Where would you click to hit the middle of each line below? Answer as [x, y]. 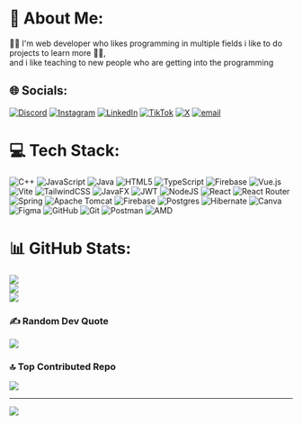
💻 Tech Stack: [65, 150]
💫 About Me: [57, 18]
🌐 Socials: [39, 90]
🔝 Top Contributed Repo [63, 366]
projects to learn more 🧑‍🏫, [58, 52]
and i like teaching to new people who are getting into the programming [142, 62]
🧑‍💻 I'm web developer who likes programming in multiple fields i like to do [146, 43]
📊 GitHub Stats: [71, 248]
